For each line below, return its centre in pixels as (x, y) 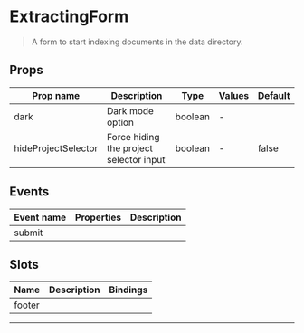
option (120, 122)
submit (28, 233)
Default (274, 95)
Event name (40, 217)
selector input (136, 159)
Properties (99, 217)
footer (27, 305)
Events (29, 192)
